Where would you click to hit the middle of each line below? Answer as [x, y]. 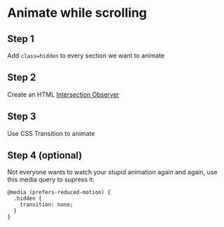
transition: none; [47, 205]
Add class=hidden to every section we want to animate [86, 55]
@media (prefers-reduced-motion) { [59, 193]
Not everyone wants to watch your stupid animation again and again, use [112, 172]
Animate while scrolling [77, 13]
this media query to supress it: [51, 179]
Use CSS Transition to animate [51, 133]
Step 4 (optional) [45, 156]
